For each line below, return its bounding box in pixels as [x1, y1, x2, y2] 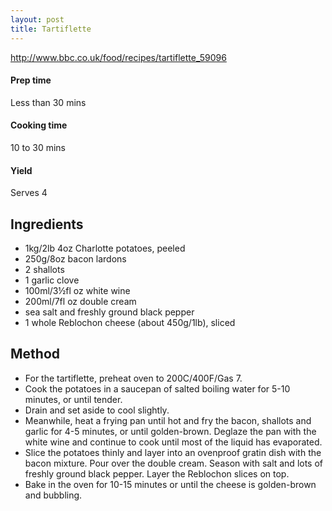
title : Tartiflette [10, 24, 92, 34]
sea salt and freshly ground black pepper [24, 306, 195, 318]
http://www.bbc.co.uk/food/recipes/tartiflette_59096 [10, 51, 227, 63]
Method [10, 346, 61, 363]
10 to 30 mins [10, 141, 66, 153]
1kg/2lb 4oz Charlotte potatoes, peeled [24, 242, 186, 254]
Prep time [10, 74, 52, 86]
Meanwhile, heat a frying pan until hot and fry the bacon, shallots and [24, 414, 312, 426]
